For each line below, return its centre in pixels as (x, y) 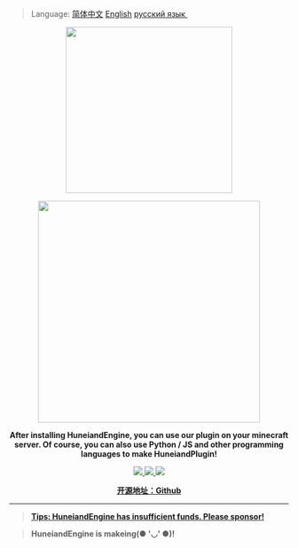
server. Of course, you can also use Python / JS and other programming (149, 444)
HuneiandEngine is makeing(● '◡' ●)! (103, 534)
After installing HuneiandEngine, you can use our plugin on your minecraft (149, 435)
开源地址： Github (149, 490)
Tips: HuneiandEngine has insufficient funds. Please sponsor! (147, 517)
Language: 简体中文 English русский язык (108, 14)
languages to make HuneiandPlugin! (149, 454)
